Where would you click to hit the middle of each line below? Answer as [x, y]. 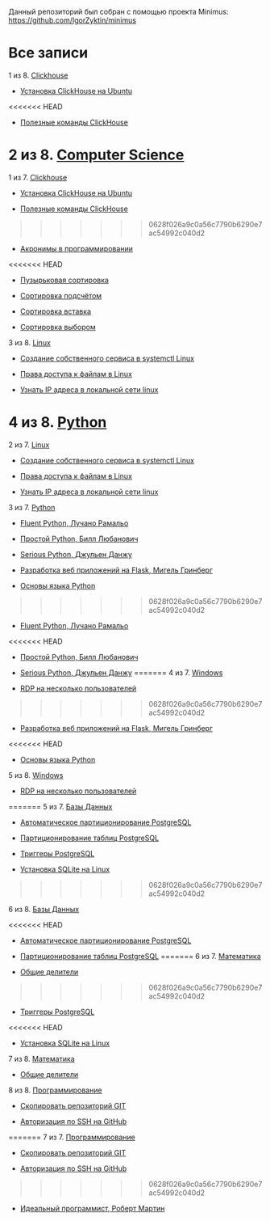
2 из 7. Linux [29, 445]
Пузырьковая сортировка [64, 280]
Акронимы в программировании [76, 248]
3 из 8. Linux [29, 342]
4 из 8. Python [58, 422]
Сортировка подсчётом [61, 295]
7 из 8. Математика [42, 1058]
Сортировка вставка [55, 311]
